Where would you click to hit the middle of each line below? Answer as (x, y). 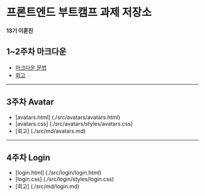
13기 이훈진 (20, 31)
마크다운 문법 (31, 67)
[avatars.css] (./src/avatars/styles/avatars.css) (74, 123)
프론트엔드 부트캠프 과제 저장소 (79, 13)
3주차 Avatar (30, 102)
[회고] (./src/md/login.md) (47, 186)
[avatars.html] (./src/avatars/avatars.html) (68, 117)
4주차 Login (28, 157)
